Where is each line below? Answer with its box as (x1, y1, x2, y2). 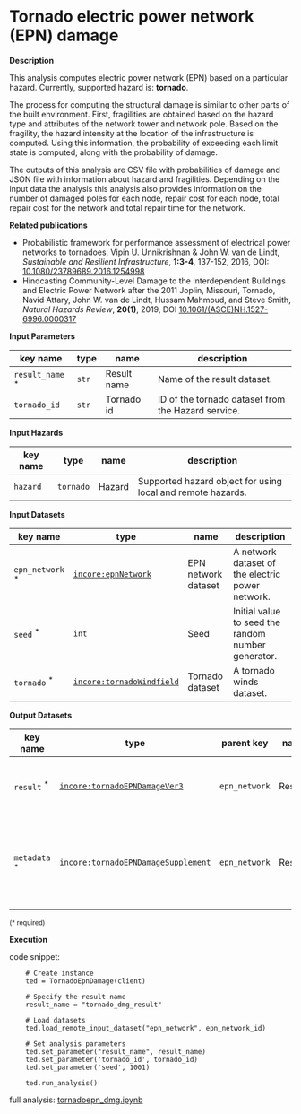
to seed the (232, 616, 280, 629)
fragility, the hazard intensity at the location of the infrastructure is (9, 127, 254, 138)
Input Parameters (9, 330, 76, 342)
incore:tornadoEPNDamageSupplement (59, 857, 211, 867)
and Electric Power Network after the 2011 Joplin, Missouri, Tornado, (21, 284, 276, 295)
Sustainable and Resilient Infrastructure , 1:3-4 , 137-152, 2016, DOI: (21, 256, 270, 266)
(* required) (9, 918, 46, 927)
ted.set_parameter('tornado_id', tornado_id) (25, 1055, 199, 1064)
